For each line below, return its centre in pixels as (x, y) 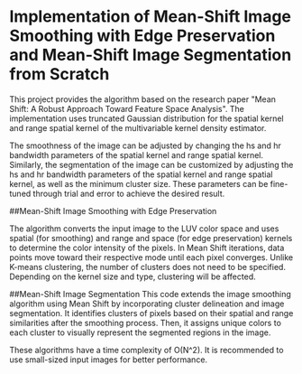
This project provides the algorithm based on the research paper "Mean (143, 99)
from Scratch (59, 75)
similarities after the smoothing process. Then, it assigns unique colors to (146, 323)
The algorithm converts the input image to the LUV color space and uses (144, 229)
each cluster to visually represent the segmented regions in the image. (140, 332)
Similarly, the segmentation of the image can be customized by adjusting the (151, 164)
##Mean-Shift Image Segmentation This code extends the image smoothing (150, 294)
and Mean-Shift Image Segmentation (151, 55)
